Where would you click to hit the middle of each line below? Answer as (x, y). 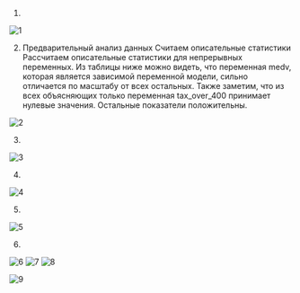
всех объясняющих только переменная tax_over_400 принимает (146, 95)
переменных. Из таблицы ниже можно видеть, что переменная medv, (157, 67)
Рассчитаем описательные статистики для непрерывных (132, 57)
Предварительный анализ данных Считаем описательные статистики (157, 48)
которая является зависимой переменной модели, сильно (135, 76)
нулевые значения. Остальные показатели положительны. (135, 105)
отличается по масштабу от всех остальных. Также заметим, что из (153, 86)
